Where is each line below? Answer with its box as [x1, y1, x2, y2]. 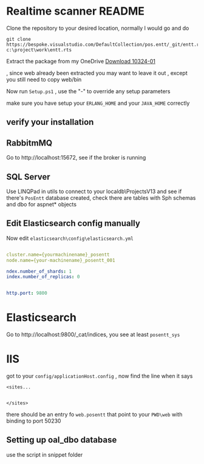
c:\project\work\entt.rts [6, 47, 72, 53]
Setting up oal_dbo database [6, 435, 117, 445]
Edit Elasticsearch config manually [6, 218, 141, 229]
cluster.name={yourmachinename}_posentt [6, 251, 110, 258]
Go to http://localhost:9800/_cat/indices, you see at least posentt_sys [6, 331, 180, 339]
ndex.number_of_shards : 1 [6, 268, 72, 275]
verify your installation [6, 117, 94, 127]
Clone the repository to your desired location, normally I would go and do [6, 24, 189, 32]
